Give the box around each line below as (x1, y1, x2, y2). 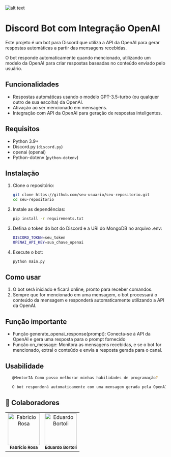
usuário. (5, 65, 23, 71)
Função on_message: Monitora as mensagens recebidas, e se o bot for (12, 342, 162, 348)
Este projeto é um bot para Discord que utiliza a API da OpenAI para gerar (5, 39, 160, 45)
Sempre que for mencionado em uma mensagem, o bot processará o (12, 292, 158, 298)
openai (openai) (12, 149, 46, 155)
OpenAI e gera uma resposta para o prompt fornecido (12, 336, 126, 343)
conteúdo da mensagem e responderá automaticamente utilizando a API (12, 297, 164, 303)
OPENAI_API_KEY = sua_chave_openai (12, 239, 84, 245)
